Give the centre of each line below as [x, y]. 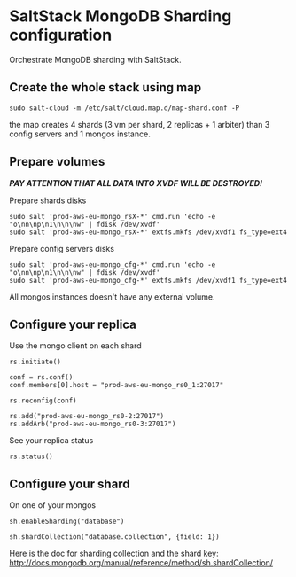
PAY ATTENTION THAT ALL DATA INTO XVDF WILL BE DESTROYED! [136, 183]
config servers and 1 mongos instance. [80, 134]
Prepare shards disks [48, 200]
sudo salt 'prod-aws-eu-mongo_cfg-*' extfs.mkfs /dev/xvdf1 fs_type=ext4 [148, 280]
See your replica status [51, 441]
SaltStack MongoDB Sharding [121, 16]
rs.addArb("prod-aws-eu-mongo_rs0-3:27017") [93, 424]
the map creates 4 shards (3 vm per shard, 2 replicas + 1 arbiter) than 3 [140, 124]
